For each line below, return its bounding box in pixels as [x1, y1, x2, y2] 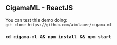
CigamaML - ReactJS [5, 4, 73, 12]
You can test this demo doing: [5, 17, 67, 23]
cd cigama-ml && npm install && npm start [5, 34, 111, 39]
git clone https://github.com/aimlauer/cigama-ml [5, 22, 112, 27]
